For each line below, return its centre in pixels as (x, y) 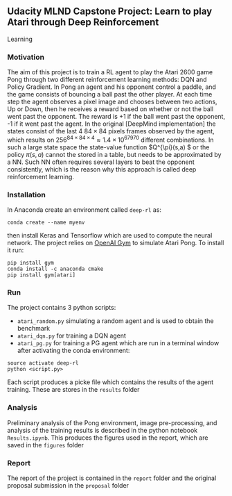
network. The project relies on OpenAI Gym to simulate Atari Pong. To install (116, 243)
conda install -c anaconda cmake (55, 269)
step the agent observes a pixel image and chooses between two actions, (112, 102)
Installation (27, 195)
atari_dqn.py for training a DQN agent (72, 336)
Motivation (26, 57)
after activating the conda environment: (73, 351)
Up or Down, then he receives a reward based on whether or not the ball (110, 109)
